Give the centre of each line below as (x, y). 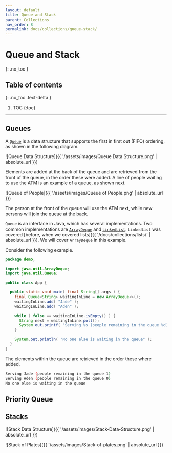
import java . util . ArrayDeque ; (38, 269)
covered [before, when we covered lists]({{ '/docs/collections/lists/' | (78, 234)
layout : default (23, 10)
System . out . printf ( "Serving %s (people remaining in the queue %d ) (93, 325)
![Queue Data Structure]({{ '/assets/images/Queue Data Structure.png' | (81, 156)
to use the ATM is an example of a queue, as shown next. (66, 183)
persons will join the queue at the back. (47, 214)
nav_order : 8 (19, 24)
